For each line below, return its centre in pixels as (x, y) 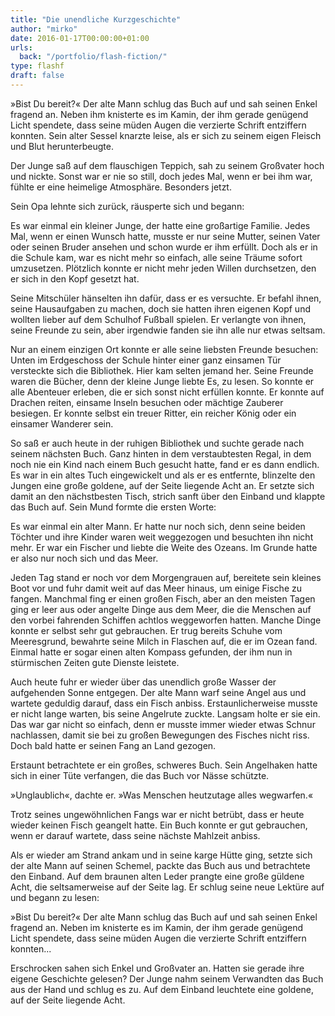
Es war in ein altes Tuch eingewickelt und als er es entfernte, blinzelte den (163, 475)
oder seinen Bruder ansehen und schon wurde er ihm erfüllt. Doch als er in (164, 247)
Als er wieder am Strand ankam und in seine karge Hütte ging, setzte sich (161, 855)
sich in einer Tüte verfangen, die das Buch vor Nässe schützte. (140, 775)
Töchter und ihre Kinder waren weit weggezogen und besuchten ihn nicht (162, 537)
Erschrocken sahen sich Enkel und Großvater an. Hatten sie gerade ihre (157, 968)
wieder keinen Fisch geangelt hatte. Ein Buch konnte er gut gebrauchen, (159, 825)
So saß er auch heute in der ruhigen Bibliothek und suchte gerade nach (157, 443)
